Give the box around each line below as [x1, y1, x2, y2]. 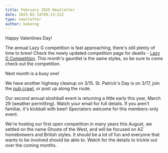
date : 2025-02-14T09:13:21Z [5, 12, 64, 17]
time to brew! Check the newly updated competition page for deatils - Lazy [5, 50, 160, 56]
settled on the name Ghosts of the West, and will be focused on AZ [5, 126, 144, 132]
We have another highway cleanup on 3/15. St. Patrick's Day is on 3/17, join [5, 80, 160, 86]
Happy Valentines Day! [5, 35, 52, 41]
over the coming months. [5, 142, 57, 148]
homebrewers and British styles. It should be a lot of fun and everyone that [5, 131, 159, 138]
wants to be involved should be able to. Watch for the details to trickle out [5, 137, 157, 143]
